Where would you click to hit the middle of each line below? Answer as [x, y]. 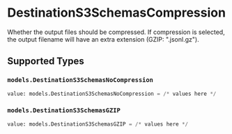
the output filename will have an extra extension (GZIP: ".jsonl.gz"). [103, 39]
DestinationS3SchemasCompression [117, 13]
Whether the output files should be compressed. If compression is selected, [116, 32]
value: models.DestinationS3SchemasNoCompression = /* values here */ [112, 94]
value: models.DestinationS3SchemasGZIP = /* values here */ [98, 124]
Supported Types [46, 61]
